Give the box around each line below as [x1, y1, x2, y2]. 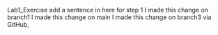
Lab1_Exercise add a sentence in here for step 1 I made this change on [7, 6, 209, 14]
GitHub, [7, 21, 29, 28]
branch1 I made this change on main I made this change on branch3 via [7, 13, 212, 21]
